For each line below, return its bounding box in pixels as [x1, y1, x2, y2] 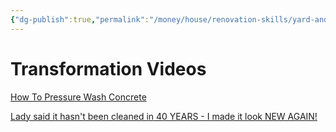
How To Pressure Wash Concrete [10, 91, 147, 103]
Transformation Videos [10, 57, 207, 80]
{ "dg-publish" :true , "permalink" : [10, 14, 150, 25]
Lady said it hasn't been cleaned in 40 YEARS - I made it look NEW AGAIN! [10, 110, 318, 122]
